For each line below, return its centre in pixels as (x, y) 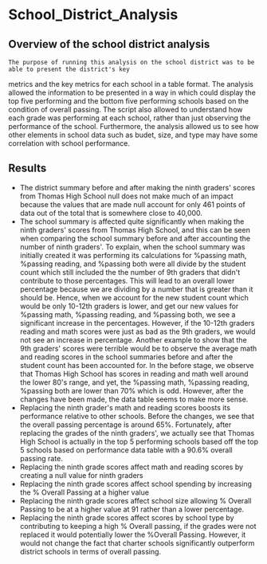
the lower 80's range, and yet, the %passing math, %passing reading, (134, 382)
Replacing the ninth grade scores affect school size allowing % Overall (135, 500)
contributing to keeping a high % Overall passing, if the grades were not (138, 526)
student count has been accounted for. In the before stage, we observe (137, 365)
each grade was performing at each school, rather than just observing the (130, 118)
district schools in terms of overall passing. (90, 551)
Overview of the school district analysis (109, 44)
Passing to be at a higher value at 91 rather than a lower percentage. (132, 509)
